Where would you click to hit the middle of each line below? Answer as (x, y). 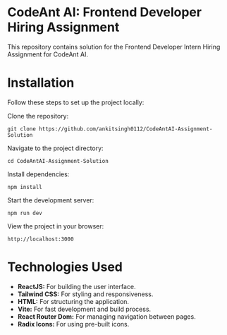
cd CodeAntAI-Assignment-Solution (58, 161)
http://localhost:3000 (41, 239)
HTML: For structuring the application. (73, 301)
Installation (41, 83)
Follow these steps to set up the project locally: (76, 102)
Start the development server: (51, 200)
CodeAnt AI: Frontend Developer (105, 12)
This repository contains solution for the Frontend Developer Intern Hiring (114, 47)
